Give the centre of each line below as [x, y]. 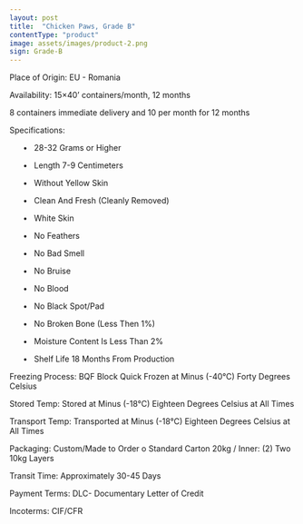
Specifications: [37, 130]
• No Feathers [51, 236]
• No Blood [46, 289]
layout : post [34, 18]
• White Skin [48, 218]
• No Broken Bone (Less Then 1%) [89, 324]
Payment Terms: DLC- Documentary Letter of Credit [107, 494]
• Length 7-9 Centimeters [73, 165]
